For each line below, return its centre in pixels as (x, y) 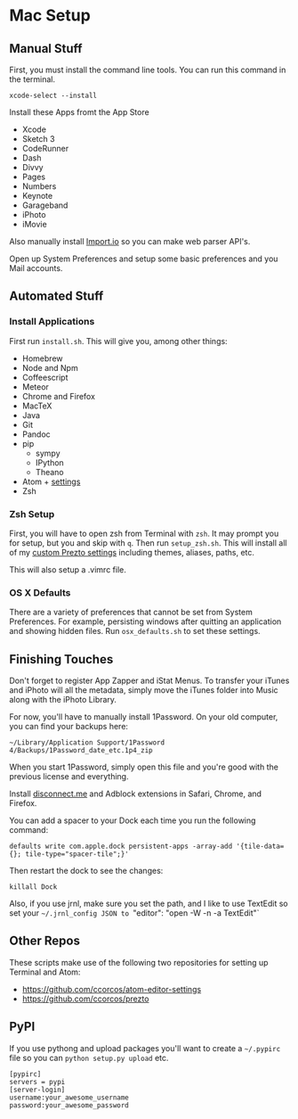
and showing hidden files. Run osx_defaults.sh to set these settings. (135, 631)
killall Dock (33, 887)
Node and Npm (50, 367)
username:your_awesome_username (69, 1098)
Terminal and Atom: (45, 972)
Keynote (37, 196)
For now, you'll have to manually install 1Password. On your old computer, (144, 717)
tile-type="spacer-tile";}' (77, 854)
